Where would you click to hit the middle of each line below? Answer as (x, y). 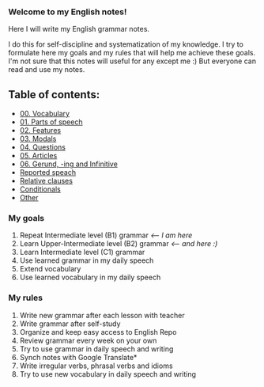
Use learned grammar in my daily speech (87, 260)
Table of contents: (54, 95)
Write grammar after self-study (70, 324)
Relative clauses (46, 181)
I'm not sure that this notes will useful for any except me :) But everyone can (132, 61)
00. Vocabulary (44, 114)
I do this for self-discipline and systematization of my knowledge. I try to (126, 44)
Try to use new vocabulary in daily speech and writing (107, 374)
